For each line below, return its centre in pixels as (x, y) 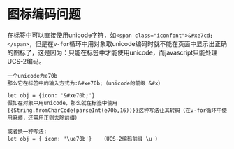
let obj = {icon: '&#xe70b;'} (51, 95)
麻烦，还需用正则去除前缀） (46, 118)
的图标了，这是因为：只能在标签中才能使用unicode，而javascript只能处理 (112, 52)
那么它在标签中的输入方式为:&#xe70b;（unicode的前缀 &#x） (86, 83)
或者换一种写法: (27, 131)
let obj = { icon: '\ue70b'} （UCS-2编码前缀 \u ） (84, 139)
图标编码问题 (44, 14)
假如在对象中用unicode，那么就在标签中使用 (63, 103)
